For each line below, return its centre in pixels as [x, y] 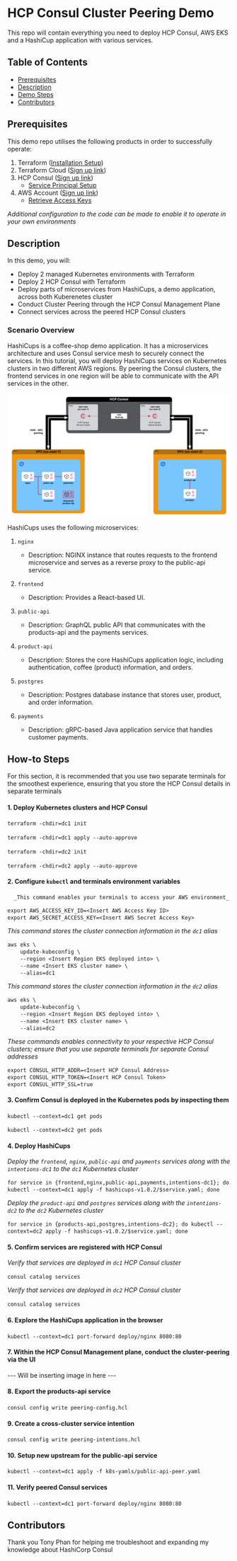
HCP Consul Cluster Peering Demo [111, 13]
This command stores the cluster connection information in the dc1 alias [112, 931]
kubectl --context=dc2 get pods [55, 1130]
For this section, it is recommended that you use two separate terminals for [117, 776]
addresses [23, 1056]
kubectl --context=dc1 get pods [55, 1116]
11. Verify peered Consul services [57, 1487]
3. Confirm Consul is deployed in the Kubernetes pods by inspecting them [118, 1100]
